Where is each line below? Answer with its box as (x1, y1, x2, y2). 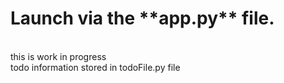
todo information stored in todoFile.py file (10, 61, 181, 73)
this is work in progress (10, 50, 107, 62)
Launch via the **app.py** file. (10, 7, 275, 30)
